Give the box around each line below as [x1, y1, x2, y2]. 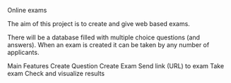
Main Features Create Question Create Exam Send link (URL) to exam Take [7, 62, 225, 70]
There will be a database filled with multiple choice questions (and [7, 33, 200, 41]
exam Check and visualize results [7, 70, 105, 77]
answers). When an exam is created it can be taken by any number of [7, 41, 210, 49]
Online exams [7, 6, 47, 14]
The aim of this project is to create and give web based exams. [7, 20, 191, 27]
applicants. [7, 49, 40, 56]
